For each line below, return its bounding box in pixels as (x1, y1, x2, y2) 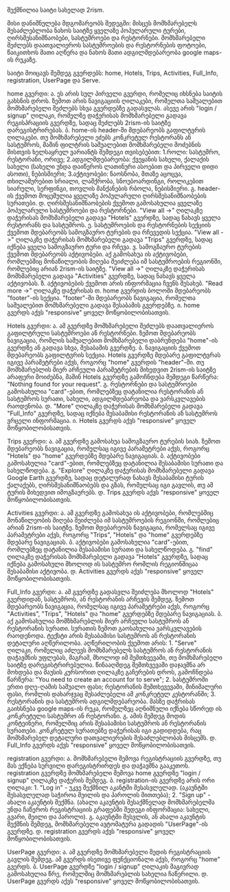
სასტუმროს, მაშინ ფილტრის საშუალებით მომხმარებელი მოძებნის (7, 141, 201, 148)
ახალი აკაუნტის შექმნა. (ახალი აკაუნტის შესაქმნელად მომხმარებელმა (7, 798, 215, 806)
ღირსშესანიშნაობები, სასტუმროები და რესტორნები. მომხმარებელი (7, 34, 206, 42)
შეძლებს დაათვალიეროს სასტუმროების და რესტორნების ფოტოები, (7, 41, 207, 49)
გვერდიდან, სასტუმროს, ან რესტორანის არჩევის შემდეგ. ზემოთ (7, 595, 194, 603)
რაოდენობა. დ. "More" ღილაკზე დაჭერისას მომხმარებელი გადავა (7, 402, 203, 410)
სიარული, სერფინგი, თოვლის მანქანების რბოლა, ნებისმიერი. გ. (7, 185, 197, 192)
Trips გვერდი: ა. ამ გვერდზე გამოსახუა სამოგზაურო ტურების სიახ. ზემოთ (7, 437, 221, 445)
